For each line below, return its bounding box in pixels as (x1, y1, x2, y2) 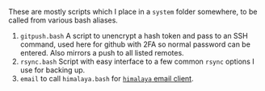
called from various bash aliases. (8, 15, 119, 25)
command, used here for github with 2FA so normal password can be (19, 39, 250, 49)
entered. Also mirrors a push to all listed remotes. (19, 48, 184, 57)
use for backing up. (19, 65, 86, 75)
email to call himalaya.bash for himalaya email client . (19, 74, 194, 83)
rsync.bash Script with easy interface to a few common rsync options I (19, 56, 254, 66)
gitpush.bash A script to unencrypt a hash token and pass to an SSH (19, 31, 248, 40)
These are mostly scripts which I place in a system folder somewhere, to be (8, 7, 258, 16)
